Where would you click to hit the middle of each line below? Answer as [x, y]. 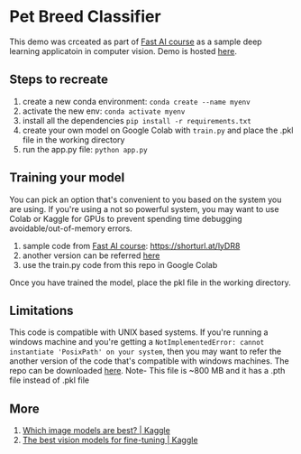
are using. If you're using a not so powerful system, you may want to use [144, 208]
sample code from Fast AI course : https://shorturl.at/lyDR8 [131, 246]
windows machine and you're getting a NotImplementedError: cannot [137, 342]
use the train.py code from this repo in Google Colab [120, 264]
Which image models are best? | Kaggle [96, 431]
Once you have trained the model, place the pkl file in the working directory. [150, 283]
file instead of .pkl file [50, 380]
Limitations [41, 310]
